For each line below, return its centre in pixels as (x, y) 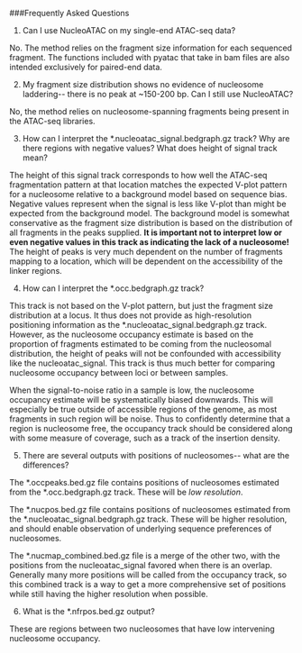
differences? (46, 465)
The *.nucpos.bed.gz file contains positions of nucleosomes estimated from (150, 509)
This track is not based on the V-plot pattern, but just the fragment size (141, 306)
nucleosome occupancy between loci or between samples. (119, 372)
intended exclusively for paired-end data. (86, 67)
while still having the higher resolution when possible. (109, 594)
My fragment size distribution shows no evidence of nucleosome (143, 84)
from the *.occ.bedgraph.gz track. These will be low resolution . (126, 492)
